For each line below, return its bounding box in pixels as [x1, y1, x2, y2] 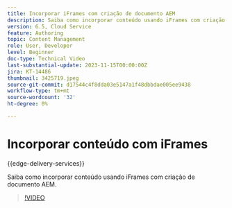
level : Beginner [7, 49, 54, 56]
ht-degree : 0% [7, 101, 49, 107]
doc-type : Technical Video [7, 55, 85, 62]
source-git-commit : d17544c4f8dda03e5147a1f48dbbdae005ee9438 [7, 81, 191, 88]
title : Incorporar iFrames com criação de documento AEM [7, 10, 176, 17]
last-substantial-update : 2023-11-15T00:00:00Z [7, 62, 148, 69]
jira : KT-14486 [7, 68, 51, 75]
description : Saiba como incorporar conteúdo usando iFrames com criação [7, 17, 226, 24]
